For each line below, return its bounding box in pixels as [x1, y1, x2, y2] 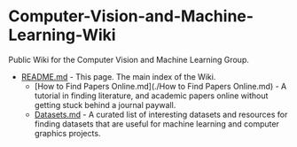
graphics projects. [34, 128, 101, 138]
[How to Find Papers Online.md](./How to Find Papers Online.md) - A [34, 81, 287, 91]
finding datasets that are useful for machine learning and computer [34, 118, 280, 129]
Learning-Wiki [8, 25, 116, 45]
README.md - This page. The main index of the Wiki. [20, 71, 216, 81]
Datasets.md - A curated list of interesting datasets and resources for [34, 109, 288, 120]
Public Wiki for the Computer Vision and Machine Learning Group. [8, 54, 249, 65]
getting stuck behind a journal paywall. [34, 99, 176, 110]
